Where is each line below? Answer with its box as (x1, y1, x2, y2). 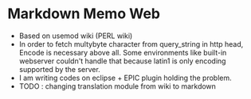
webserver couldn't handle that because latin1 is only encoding (18, 56, 226, 66)
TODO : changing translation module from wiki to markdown (18, 81, 217, 91)
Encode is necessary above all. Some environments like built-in (18, 48, 227, 57)
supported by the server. (18, 64, 100, 74)
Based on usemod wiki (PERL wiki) (18, 31, 133, 40)
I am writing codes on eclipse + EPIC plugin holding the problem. (18, 73, 232, 82)
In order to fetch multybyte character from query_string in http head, (18, 39, 244, 48)
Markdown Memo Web (7, 5, 161, 23)
